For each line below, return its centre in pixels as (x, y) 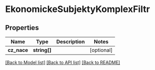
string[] (42, 50)
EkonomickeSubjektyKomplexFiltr (78, 9)
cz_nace (18, 50)
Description (70, 42)
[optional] (101, 50)
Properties (22, 28)
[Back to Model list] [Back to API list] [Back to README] (63, 62)
